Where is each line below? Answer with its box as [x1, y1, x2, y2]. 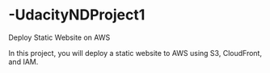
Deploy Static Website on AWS [8, 32, 111, 42]
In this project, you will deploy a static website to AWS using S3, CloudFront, [8, 48, 263, 58]
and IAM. [8, 57, 39, 67]
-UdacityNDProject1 [8, 6, 146, 24]
